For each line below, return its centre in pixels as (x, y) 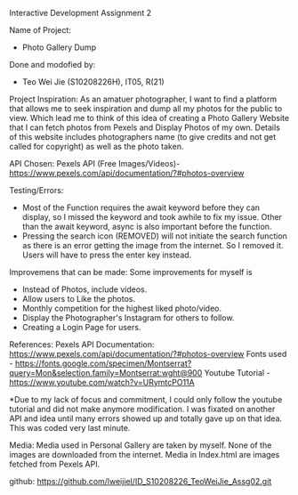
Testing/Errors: (36, 190)
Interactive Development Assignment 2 (81, 13)
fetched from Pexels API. (55, 464)
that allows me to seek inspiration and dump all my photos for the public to (146, 109)
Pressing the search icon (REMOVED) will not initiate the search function (154, 236)
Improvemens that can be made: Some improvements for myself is (131, 272)
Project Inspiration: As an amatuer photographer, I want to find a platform (143, 99)
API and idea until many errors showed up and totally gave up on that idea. (146, 418)
